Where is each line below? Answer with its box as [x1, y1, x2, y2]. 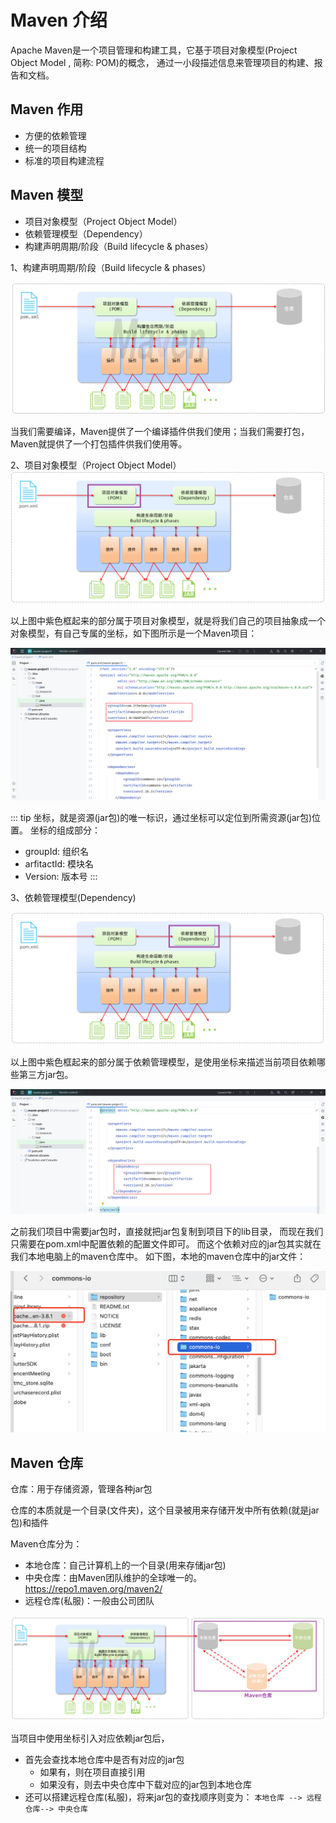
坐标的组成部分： [29, 824, 101, 836]
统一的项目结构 [24, 142, 87, 154]
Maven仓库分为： [10, 1538, 83, 1550]
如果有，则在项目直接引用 [39, 1766, 146, 1778]
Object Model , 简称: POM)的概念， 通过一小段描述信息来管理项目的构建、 [10, 56, 315, 68]
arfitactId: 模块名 [24, 858, 95, 870]
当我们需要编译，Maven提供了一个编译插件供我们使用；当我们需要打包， [10, 425, 310, 437]
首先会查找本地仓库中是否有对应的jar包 [24, 1753, 185, 1765]
